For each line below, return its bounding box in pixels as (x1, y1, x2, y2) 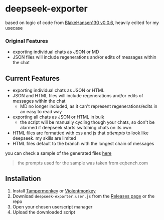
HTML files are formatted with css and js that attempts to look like (12, 130, 149, 136)
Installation (5, 174, 41, 183)
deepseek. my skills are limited (12, 135, 76, 141)
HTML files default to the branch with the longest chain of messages (12, 141, 154, 147)
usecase (5, 25, 23, 31)
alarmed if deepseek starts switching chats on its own (20, 125, 132, 131)
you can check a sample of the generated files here (5, 150, 112, 156)
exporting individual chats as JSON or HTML (12, 87, 105, 93)
